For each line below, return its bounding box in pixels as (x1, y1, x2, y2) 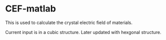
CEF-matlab (5, 3, 56, 14)
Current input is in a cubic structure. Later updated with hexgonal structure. (5, 29, 161, 35)
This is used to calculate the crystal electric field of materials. (5, 19, 133, 25)
